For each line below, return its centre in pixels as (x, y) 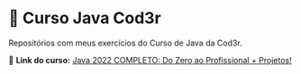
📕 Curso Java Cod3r (85, 18)
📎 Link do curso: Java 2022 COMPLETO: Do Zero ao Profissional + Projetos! (150, 60)
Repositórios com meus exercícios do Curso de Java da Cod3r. (125, 43)
